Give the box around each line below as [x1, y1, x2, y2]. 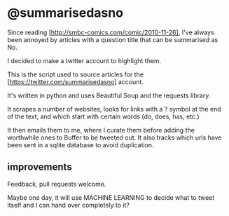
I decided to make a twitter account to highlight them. [7, 56, 162, 65]
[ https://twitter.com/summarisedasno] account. [7, 77, 144, 86]
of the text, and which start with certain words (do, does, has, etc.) [7, 112, 200, 121]
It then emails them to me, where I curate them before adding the [7, 126, 195, 134]
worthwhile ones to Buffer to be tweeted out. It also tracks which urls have [7, 133, 222, 142]
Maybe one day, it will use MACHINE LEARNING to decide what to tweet [7, 193, 215, 201]
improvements [7, 161, 72, 173]
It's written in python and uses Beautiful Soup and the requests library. [7, 91, 211, 100]
